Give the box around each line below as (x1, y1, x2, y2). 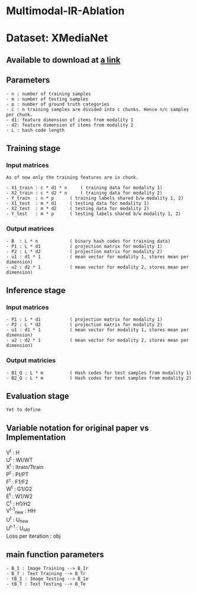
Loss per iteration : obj (6, 532, 61, 540)
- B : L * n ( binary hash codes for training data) (6, 238, 170, 244)
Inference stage (6, 285, 66, 295)
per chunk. (6, 112, 33, 118)
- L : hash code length (6, 127, 65, 133)
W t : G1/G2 (6, 484, 33, 493)
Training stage (6, 143, 61, 153)
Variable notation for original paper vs (6, 423, 149, 433)
